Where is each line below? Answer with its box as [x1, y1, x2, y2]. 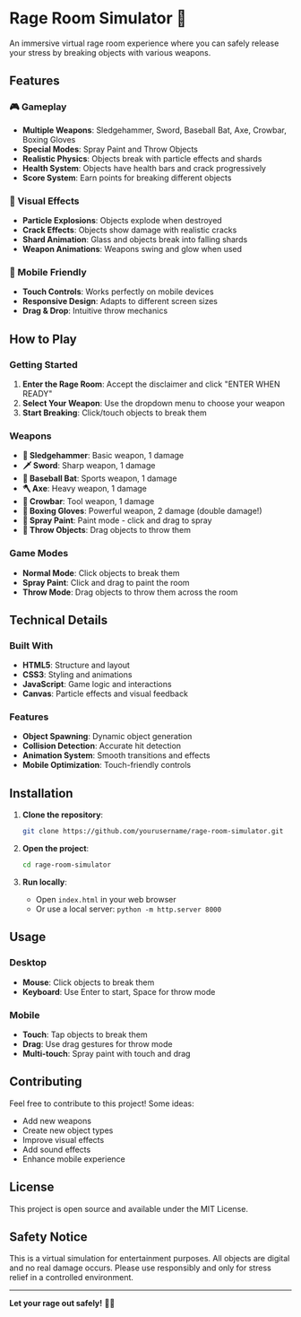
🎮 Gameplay [9, 100, 67, 113]
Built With [9, 639, 54, 651]
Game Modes [9, 547, 69, 560]
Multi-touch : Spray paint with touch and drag [21, 1049, 191, 1060]
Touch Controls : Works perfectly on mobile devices [21, 286, 214, 297]
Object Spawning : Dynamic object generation [21, 731, 193, 742]
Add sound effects [21, 1144, 91, 1155]
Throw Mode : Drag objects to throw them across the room [21, 587, 239, 597]
